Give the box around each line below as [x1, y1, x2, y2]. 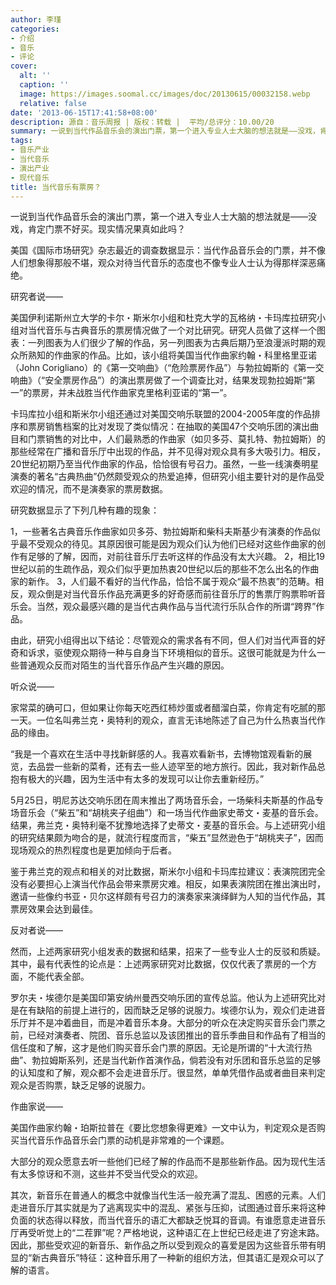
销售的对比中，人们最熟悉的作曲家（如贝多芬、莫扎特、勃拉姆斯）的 [44, 433, 326, 445]
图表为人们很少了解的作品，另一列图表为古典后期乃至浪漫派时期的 [44, 337, 317, 349]
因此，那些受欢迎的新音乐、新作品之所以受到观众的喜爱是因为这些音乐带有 [10, 1239, 317, 1251]
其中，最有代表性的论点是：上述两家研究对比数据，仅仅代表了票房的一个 [10, 958, 308, 970]
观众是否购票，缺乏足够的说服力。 [10, 1079, 151, 1091]
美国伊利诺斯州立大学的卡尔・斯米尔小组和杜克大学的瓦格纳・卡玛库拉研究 [10, 312, 317, 324]
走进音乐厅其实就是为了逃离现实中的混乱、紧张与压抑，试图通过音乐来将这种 [10, 1202, 326, 1214]
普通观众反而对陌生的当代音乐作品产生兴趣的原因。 [18, 659, 230, 671]
